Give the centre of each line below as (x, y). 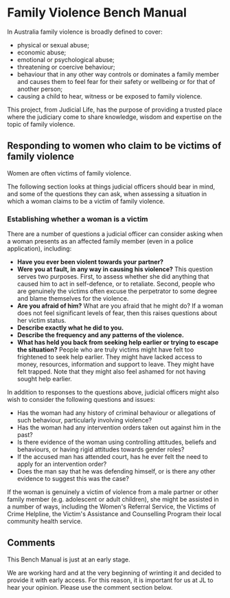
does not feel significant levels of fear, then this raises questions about (117, 313)
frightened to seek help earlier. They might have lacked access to (110, 357)
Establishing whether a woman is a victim (78, 219)
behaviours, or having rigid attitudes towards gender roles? (101, 449)
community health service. (45, 522)
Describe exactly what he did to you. (70, 328)
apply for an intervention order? (62, 464)
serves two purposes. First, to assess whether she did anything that (113, 277)
